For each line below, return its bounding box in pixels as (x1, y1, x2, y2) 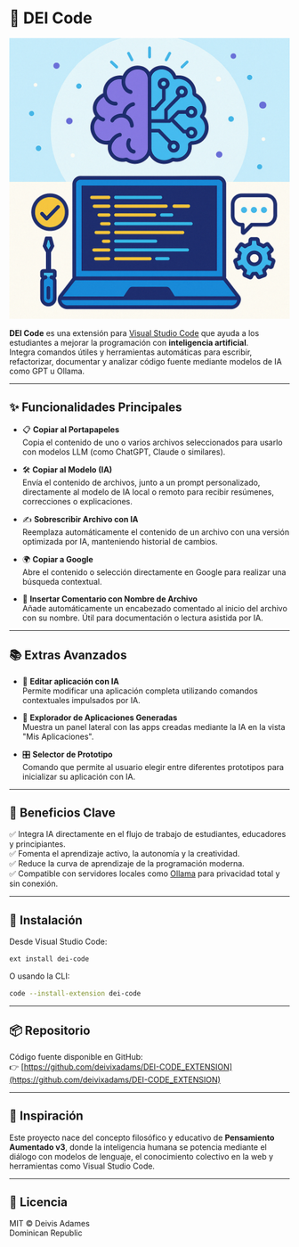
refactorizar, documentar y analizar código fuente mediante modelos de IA (9, 356, 283, 366)
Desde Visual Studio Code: (9, 936, 108, 948)
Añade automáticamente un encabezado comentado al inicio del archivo (21, 603, 287, 613)
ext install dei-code (9, 955, 90, 964)
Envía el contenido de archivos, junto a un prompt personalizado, (21, 477, 261, 488)
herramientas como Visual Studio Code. (9, 1161, 156, 1171)
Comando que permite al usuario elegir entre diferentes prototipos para (21, 761, 285, 772)
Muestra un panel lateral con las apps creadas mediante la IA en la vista (21, 721, 286, 732)
